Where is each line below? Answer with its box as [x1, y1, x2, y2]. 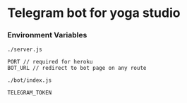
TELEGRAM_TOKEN [7, 90, 52, 97]
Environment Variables [7, 30, 88, 40]
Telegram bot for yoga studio [7, 5, 181, 21]
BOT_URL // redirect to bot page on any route [7, 65, 147, 72]
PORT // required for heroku [7, 59, 93, 66]
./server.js [7, 46, 42, 54]
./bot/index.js [7, 77, 52, 84]
